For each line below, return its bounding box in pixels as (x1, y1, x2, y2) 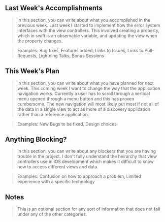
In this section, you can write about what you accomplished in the (17, 17, 151, 23)
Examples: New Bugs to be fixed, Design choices (17, 121, 117, 127)
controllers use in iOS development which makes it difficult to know (17, 159, 154, 164)
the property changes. (17, 38, 63, 44)
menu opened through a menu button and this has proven (17, 95, 134, 101)
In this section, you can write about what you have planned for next (17, 80, 154, 86)
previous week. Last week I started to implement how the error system (17, 22, 161, 28)
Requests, (17, 53, 38, 59)
